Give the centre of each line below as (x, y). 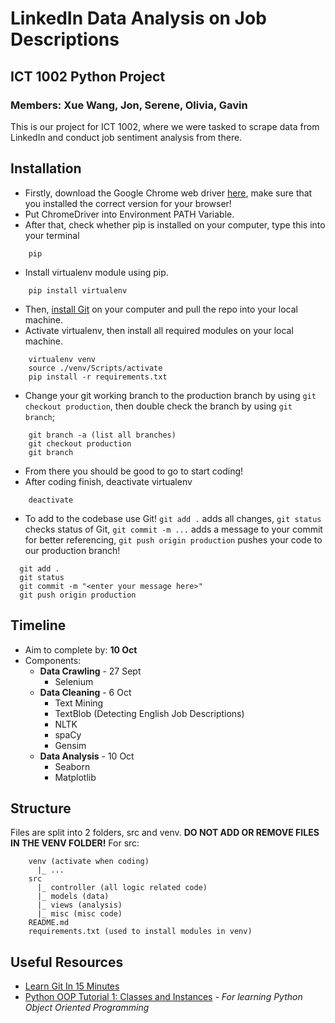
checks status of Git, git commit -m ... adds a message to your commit (173, 529)
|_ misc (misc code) (79, 914)
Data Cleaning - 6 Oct (85, 692)
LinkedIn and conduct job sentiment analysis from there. (126, 137)
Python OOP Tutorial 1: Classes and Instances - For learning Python (163, 997)
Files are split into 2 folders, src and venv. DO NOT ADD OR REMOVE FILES (165, 833)
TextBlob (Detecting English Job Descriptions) (149, 713)
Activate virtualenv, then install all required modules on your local (159, 330)
